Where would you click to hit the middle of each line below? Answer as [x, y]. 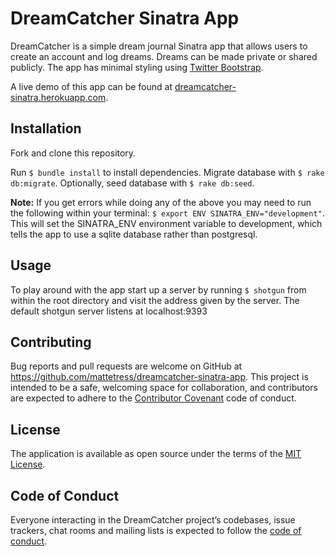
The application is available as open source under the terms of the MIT [156, 454]
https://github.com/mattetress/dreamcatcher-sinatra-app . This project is [159, 377]
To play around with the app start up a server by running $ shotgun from [158, 289]
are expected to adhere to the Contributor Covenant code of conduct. [153, 398]
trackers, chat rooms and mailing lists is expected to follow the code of [156, 530]
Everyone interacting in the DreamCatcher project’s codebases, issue [153, 520]
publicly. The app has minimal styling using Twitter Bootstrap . [137, 67]
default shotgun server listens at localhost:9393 [109, 311]
